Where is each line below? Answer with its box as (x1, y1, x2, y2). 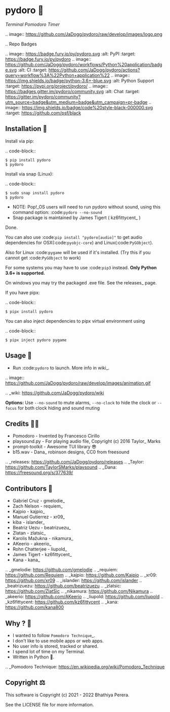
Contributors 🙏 (5, 484, 53, 493)
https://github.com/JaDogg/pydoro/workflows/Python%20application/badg (5, 61, 163, 67)
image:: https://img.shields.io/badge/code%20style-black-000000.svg (5, 104, 153, 110)
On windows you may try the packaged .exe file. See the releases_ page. (5, 279, 157, 285)
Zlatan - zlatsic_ (12, 530, 46, 536)
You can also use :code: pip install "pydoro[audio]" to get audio (5, 234, 143, 240)
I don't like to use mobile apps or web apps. (12, 638, 104, 644)
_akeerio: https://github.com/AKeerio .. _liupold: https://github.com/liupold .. (5, 594, 163, 600)
